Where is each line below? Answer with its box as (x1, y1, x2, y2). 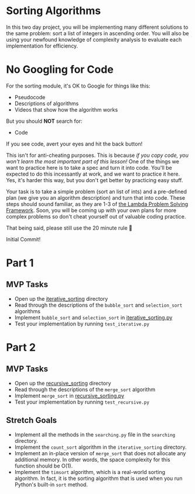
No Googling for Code (6, 63, 114, 76)
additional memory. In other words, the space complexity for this (14, 456, 171, 463)
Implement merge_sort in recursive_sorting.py (14, 392, 125, 399)
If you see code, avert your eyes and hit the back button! (6, 140, 143, 147)
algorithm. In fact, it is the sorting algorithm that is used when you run (14, 475, 183, 482)
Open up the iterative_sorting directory (14, 295, 108, 302)
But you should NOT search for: (6, 117, 83, 125)
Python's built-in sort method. (14, 480, 88, 488)
